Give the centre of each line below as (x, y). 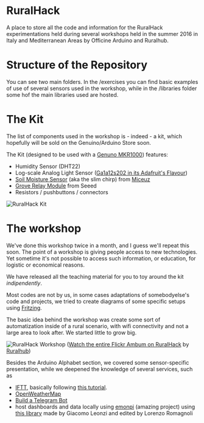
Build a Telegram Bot (41, 400)
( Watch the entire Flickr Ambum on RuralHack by (128, 344)
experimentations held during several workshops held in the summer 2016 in (102, 33)
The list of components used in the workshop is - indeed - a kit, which (94, 136)
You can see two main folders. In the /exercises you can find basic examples (102, 82)
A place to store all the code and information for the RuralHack (85, 27)
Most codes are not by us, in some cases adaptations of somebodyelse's (98, 295)
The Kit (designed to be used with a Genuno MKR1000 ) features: (87, 154)
